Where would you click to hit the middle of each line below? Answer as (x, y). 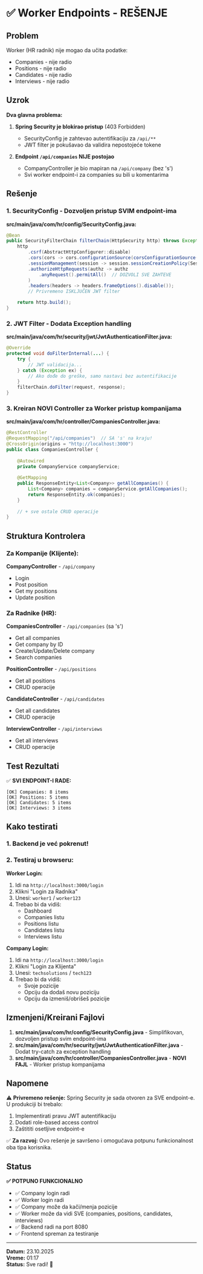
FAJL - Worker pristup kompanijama (60, 1064)
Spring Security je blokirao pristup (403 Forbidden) (80, 127)
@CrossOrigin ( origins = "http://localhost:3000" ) (70, 444)
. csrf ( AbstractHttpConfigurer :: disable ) (79, 252)
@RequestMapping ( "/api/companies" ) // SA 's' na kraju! (79, 438)
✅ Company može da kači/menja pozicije (66, 1207)
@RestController (27, 433)
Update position (35, 598)
